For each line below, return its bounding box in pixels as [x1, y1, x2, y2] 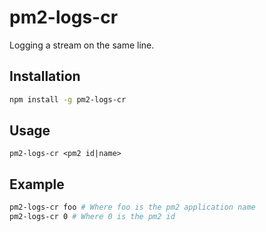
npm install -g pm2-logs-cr [9, 94, 127, 105]
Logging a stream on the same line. [9, 39, 155, 51]
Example [9, 176, 65, 193]
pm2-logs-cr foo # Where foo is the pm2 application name [9, 202, 256, 213]
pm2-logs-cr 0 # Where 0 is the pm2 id [9, 212, 176, 222]
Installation [9, 68, 81, 85]
